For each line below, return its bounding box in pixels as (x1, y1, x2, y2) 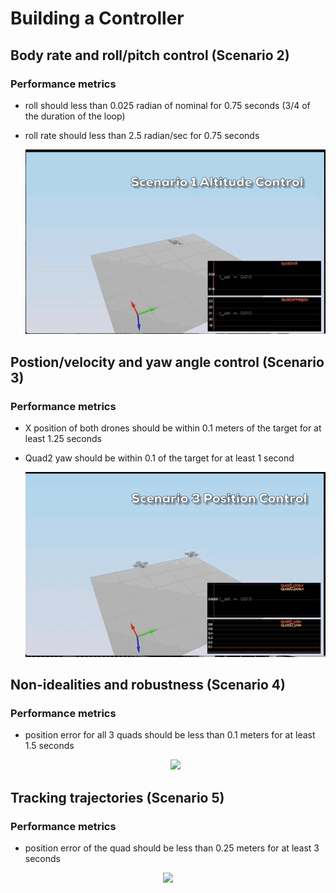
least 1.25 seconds (24, 433, 102, 445)
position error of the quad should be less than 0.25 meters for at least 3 (24, 842, 320, 854)
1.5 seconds (24, 740, 75, 752)
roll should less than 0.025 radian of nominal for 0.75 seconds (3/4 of (24, 99, 311, 111)
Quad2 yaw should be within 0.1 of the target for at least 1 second (24, 452, 295, 464)
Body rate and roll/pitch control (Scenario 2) (10, 47, 290, 64)
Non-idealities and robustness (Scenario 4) (10, 676, 286, 693)
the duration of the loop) (24, 110, 126, 122)
